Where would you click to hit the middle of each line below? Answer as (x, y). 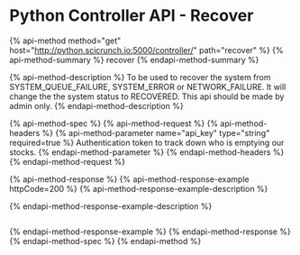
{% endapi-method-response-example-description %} (111, 206)
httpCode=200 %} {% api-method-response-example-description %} (139, 188)
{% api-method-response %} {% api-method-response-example (129, 179)
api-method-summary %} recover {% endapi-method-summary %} (134, 59)
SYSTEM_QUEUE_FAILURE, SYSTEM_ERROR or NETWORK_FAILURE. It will (148, 87)
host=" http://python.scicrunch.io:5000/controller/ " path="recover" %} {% (146, 50)
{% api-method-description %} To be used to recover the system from (140, 77)
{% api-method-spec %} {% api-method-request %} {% (114, 123)
